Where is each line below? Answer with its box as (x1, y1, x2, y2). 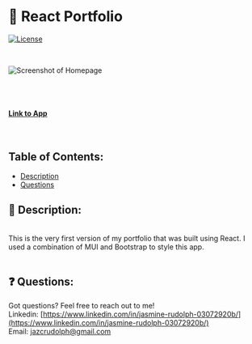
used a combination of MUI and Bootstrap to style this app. (8, 242, 204, 252)
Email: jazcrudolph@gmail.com (8, 326, 111, 336)
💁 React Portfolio (8, 7, 124, 26)
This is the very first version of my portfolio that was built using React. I (8, 233, 246, 243)
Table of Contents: (8, 150, 104, 164)
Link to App (8, 108, 48, 118)
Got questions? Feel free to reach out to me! (8, 300, 155, 310)
